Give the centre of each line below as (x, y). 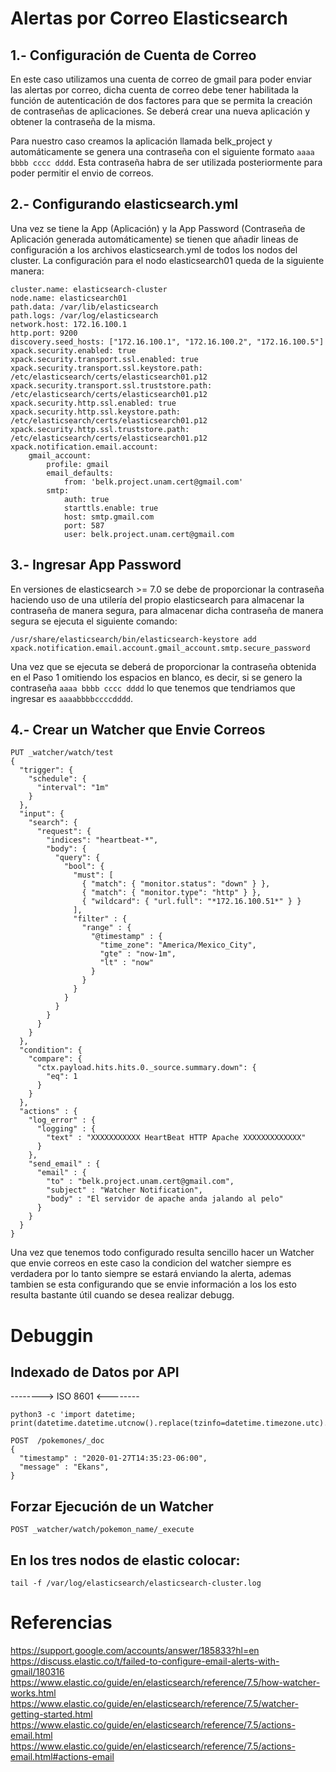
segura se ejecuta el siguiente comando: (94, 621)
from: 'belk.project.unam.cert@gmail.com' (153, 482)
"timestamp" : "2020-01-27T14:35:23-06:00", (113, 1458)
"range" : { (106, 928)
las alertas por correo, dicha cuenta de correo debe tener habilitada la (154, 90)
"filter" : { (100, 919)
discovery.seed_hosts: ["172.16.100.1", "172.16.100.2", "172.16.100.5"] (167, 342)
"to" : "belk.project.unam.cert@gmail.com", (140, 1182)
